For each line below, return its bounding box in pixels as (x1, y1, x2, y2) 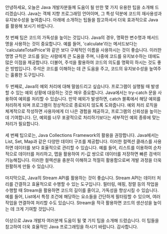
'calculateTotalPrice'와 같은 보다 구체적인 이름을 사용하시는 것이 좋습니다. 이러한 (5, 47, 162, 53)
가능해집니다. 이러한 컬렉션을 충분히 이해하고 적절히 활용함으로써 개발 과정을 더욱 (5, 157, 162, 163)
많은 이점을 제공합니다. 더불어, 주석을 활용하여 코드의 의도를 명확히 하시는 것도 (5, 59, 157, 65)
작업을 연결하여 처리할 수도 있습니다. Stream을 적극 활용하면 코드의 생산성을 (5, 200, 153, 206)
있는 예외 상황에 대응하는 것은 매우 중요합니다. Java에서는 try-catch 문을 (15, 90, 157, 96)
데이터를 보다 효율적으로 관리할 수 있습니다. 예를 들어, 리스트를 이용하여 (14, 145, 153, 150)
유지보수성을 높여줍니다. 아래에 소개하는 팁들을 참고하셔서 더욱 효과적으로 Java (5, 17, 158, 22)
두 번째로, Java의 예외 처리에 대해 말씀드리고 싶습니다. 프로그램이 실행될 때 (5, 84, 150, 89)
